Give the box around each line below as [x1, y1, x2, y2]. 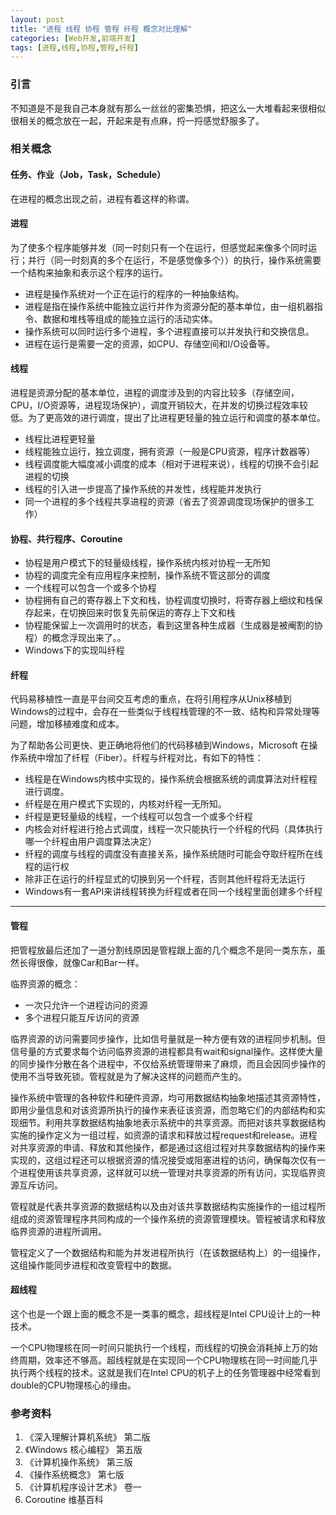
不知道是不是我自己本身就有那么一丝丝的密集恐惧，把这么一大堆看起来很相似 [10, 102, 326, 114]
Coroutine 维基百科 [24, 1494, 104, 1506]
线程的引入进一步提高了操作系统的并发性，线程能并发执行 [24, 483, 262, 495]
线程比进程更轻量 [24, 433, 96, 445]
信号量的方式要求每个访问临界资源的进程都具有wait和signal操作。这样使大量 [10, 1045, 324, 1057]
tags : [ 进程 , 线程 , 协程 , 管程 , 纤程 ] [10, 42, 139, 53]
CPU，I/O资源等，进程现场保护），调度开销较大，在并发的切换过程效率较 [10, 399, 309, 411]
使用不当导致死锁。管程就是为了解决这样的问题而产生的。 [10, 1070, 247, 1082]
